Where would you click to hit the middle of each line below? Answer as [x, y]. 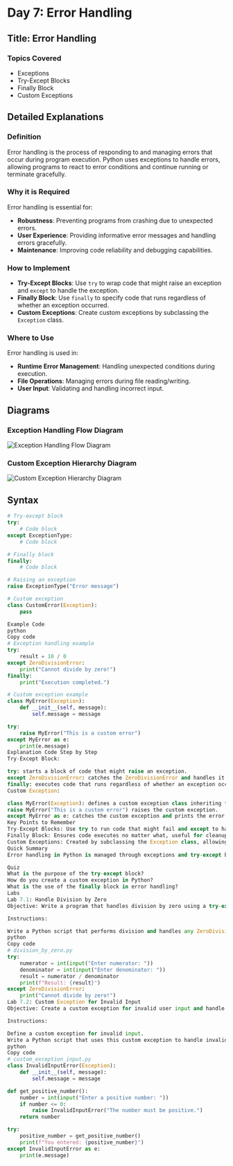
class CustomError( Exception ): [52, 605]
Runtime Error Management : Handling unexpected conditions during [116, 366]
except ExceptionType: [40, 535]
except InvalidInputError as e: [54, 1149]
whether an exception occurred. [63, 305]
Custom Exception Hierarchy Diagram [72, 463]
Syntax [23, 500]
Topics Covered [34, 58]
